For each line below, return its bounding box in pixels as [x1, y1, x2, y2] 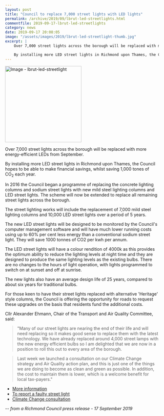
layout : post [5, 7, 32, 12]
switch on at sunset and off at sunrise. [5, 267, 82, 273]
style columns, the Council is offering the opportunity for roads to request [5, 296, 153, 302]
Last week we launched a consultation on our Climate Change [17, 356, 142, 361]
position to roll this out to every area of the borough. [17, 346, 122, 352]
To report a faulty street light [12, 391, 70, 397]
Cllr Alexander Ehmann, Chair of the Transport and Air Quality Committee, [5, 311, 153, 317]
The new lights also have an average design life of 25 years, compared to [5, 277, 153, 282]
